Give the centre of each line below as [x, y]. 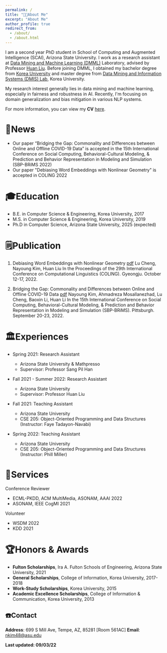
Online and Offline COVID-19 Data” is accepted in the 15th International [86, 148]
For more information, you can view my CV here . [55, 109]
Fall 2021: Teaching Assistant [43, 404]
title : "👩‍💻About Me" [27, 15]
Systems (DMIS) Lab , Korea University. [45, 79]
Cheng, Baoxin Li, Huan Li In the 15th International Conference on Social [87, 299]
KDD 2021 [23, 528]
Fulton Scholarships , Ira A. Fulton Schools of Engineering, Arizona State [87, 567]
